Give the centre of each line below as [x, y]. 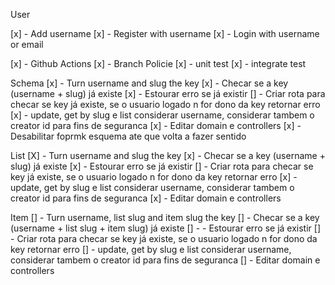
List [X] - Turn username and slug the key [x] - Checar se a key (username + [168, 155]
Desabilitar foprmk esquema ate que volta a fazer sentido [128, 136]
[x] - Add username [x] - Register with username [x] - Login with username [165, 33]
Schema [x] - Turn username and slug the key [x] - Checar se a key [149, 83]
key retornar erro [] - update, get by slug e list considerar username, [151, 249]
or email [27, 44]
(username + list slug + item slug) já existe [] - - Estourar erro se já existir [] [166, 228]
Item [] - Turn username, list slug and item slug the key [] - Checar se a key [165, 217]
